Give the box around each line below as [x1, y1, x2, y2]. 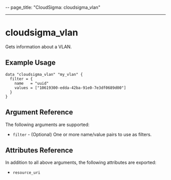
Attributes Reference [5, 146, 73, 155]
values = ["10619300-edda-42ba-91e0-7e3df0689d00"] [14, 85, 126, 91]
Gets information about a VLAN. [5, 43, 72, 50]
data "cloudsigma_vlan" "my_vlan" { [5, 72, 83, 77]
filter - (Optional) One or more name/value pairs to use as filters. [12, 131, 152, 137]
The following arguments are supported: [5, 122, 90, 128]
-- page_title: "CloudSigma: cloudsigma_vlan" [5, 5, 101, 10]
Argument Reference [5, 108, 73, 116]
